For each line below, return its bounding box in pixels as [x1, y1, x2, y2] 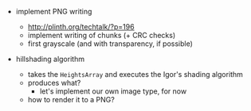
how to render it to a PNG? [27, 95, 116, 104]
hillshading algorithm [15, 55, 85, 63]
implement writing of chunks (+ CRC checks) [27, 31, 176, 40]
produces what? [27, 78, 81, 87]
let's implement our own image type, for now [39, 86, 187, 96]
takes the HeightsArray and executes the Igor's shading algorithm [27, 70, 243, 78]
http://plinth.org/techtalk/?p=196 [27, 22, 135, 31]
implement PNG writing [15, 7, 92, 16]
